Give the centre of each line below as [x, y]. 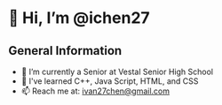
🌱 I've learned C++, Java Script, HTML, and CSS [110, 81]
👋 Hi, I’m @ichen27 [79, 18]
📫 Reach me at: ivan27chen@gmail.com [95, 91]
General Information [65, 51]
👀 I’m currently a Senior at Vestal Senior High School [117, 71]
